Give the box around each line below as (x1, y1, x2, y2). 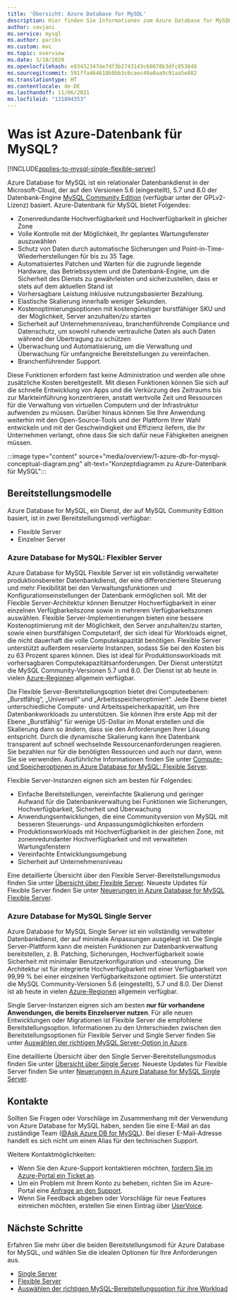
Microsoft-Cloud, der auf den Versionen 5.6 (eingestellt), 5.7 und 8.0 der (7, 185, 217, 194)
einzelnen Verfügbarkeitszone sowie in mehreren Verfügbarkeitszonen (7, 606, 213, 615)
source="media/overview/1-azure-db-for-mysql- (78, 451, 221, 460)
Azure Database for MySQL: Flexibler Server (7, 552, 162, 562)
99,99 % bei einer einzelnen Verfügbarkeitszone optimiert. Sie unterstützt (7, 972, 222, 981)
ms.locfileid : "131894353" (7, 96, 87, 103)
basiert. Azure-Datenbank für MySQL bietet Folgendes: (30, 201, 190, 209)
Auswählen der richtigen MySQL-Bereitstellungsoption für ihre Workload (17, 1284, 228, 1293)
